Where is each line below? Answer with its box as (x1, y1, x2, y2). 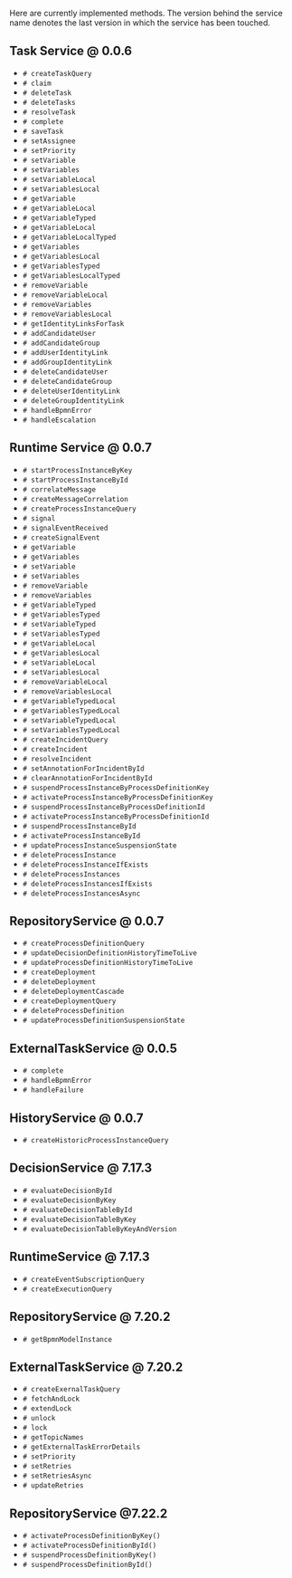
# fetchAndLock (22, 1394, 80, 1404)
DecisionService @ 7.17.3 (9, 1161, 153, 1176)
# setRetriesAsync (22, 1471, 92, 1481)
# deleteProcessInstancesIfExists (22, 879, 153, 888)
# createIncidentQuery (22, 735, 108, 744)
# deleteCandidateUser (22, 367, 108, 377)
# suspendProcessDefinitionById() (22, 1561, 153, 1570)
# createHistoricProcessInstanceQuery (22, 1136, 169, 1145)
